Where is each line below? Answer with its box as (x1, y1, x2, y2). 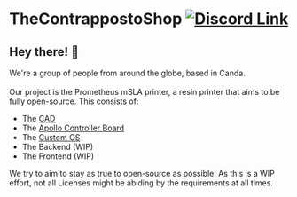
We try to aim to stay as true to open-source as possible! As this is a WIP (9, 169, 275, 178)
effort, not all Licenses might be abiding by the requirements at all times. (9, 177, 273, 188)
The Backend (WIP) (21, 142, 94, 152)
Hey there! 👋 (9, 44, 80, 59)
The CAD (21, 114, 56, 123)
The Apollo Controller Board (21, 122, 125, 133)
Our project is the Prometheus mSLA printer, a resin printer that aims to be (9, 87, 280, 97)
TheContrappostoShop (9, 9, 183, 29)
